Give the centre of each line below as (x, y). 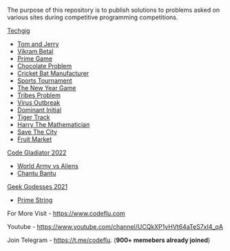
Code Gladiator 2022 (37, 152)
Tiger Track (33, 117)
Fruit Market (34, 139)
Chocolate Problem (44, 66)
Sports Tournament (44, 81)
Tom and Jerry (38, 44)
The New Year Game (46, 88)
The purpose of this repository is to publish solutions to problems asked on (114, 10)
